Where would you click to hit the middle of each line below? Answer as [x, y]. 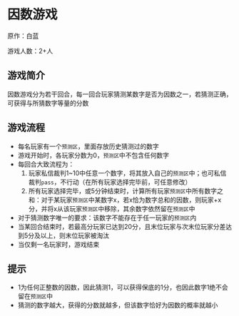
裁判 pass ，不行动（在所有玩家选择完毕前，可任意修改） [110, 182]
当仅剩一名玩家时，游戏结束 [59, 244]
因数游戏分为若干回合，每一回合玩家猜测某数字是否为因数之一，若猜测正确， [120, 94]
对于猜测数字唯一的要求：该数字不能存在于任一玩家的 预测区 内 [107, 218]
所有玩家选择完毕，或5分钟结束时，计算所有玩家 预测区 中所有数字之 [126, 190]
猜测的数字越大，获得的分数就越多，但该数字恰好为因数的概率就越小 [118, 305]
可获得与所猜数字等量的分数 [48, 103]
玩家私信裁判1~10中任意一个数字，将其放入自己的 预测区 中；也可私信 [127, 173]
